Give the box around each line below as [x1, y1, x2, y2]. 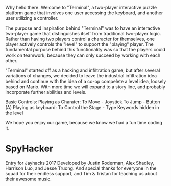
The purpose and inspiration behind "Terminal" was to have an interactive [5, 25, 160, 31]
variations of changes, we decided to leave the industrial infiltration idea [5, 73, 157, 78]
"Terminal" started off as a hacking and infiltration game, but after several [5, 67, 160, 73]
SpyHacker [5, 143, 54, 154]
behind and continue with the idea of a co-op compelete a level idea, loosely [5, 78, 166, 84]
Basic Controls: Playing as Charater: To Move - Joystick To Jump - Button [5, 99, 160, 105]
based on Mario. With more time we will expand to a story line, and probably [5, 84, 166, 90]
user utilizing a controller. [5, 15, 59, 21]
